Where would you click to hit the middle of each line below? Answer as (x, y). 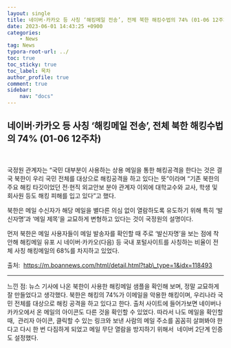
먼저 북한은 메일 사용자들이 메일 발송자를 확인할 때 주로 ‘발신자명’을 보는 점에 (109, 233)
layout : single (29, 13)
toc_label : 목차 (29, 71)
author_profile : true (38, 77)
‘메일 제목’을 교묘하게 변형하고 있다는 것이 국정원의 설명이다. (113, 219)
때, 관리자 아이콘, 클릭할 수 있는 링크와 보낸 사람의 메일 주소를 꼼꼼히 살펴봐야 (111, 321)
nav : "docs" (36, 97)
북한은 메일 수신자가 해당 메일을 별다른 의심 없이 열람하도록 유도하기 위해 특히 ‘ (112, 210)
